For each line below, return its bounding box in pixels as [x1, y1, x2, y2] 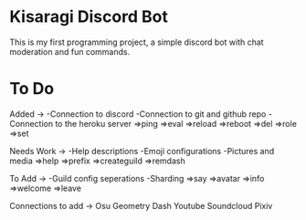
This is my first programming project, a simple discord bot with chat [9, 37, 264, 47]
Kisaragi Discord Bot [9, 6, 169, 27]
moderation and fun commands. [9, 46, 131, 57]
